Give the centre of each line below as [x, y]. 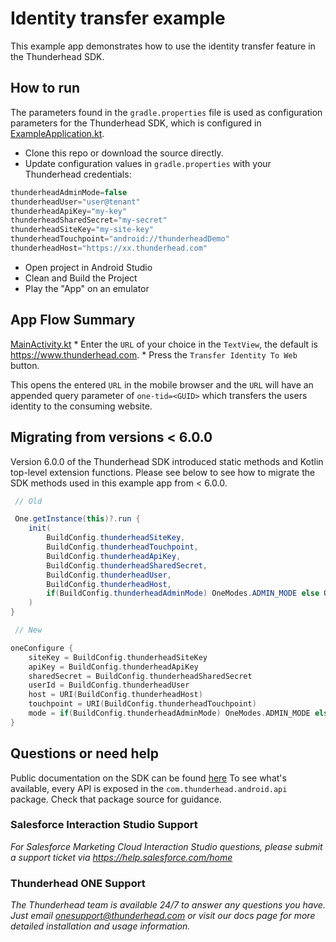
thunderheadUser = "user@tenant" [75, 202]
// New [28, 630]
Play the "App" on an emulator [87, 288]
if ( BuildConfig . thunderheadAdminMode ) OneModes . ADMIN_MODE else [183, 593]
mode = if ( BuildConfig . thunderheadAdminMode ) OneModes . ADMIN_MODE [169, 713]
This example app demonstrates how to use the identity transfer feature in [163, 46]
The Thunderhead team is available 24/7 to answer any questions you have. [168, 905]
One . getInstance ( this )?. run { [77, 519]
